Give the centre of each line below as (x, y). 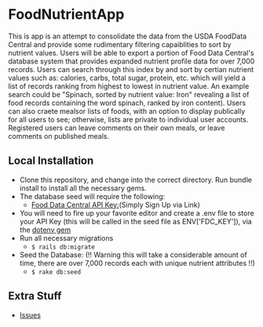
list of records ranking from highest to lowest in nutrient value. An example (129, 86)
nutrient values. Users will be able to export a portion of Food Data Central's (131, 53)
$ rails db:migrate (63, 247)
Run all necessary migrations (66, 238)
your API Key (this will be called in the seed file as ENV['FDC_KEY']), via (136, 221)
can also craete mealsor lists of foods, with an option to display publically (127, 111)
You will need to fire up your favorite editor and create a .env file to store (137, 213)
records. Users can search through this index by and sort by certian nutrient (131, 69)
